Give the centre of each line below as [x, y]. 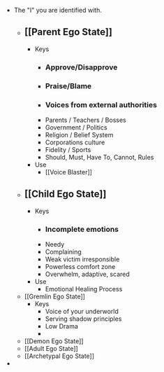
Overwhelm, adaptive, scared [88, 274]
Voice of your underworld [82, 312]
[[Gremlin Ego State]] [55, 296]
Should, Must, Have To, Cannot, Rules [99, 157]
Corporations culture [75, 142]
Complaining [63, 252]
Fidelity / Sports [68, 149]
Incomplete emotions [82, 229]
